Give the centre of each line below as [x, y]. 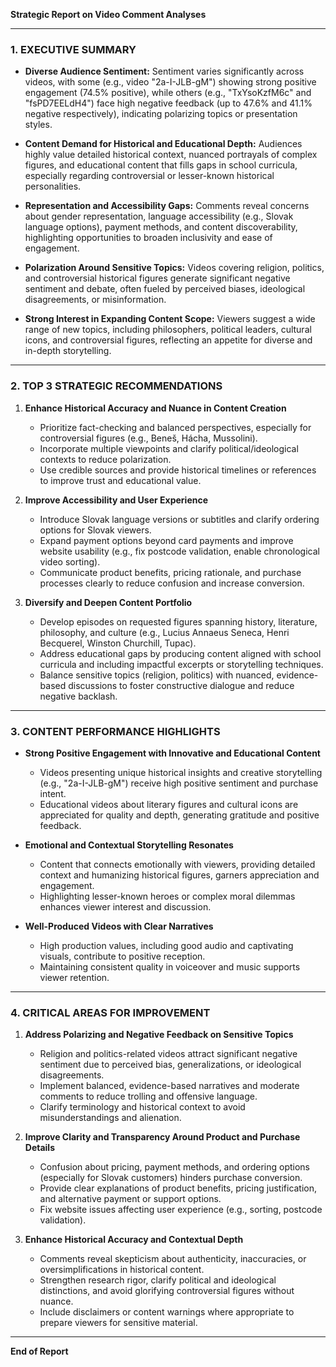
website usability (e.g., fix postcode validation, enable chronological [179, 551]
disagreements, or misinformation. [95, 300]
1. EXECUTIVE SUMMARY [73, 49]
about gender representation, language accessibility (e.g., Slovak [159, 216]
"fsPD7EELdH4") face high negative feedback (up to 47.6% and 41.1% [168, 103]
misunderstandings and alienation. [110, 1118]
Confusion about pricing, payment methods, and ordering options [174, 1167]
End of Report [39, 1351]
